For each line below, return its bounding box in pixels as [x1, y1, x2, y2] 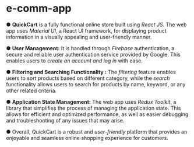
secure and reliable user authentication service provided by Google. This [6, 51, 181, 58]
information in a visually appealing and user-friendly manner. [6, 33, 152, 40]
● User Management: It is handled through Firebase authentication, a [6, 44, 175, 51]
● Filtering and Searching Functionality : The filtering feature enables [6, 68, 176, 75]
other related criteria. [6, 87, 57, 94]
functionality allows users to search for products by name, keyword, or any [6, 80, 186, 87]
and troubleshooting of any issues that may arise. [6, 117, 125, 124]
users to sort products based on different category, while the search [6, 75, 170, 82]
